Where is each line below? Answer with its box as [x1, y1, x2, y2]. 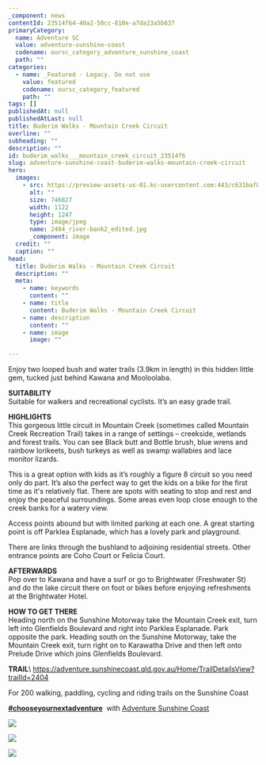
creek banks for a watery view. [8, 503, 108, 513]
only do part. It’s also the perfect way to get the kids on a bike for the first [8, 478, 248, 488]
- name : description [22, 314, 90, 322]
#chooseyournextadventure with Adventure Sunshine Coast [8, 703, 210, 713]
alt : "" [28, 188, 55, 197]
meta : [15, 277, 34, 285]
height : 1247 [28, 211, 73, 219]
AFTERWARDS [8, 566, 58, 576]
